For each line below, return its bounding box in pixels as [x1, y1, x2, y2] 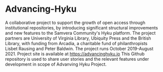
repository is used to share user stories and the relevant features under [5, 56, 149, 62]
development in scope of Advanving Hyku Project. [5, 61, 107, 67]
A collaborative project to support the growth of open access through [5, 20, 146, 25]
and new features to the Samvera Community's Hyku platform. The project [5, 30, 156, 36]
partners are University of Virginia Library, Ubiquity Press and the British [5, 35, 151, 41]
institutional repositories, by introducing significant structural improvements [5, 24, 158, 30]
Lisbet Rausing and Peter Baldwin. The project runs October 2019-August [5, 46, 154, 51]
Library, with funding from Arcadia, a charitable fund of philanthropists [5, 40, 148, 46]
